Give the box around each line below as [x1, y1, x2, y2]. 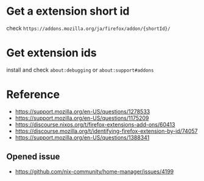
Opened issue [6, 152, 60, 162]
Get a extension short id [6, 4, 130, 18]
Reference [6, 87, 60, 102]
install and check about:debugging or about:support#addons [6, 66, 154, 73]
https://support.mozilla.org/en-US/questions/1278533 [15, 108, 150, 115]
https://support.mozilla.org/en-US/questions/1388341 [15, 133, 150, 141]
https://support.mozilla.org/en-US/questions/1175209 [15, 114, 149, 122]
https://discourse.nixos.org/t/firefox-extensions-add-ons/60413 [15, 120, 175, 128]
